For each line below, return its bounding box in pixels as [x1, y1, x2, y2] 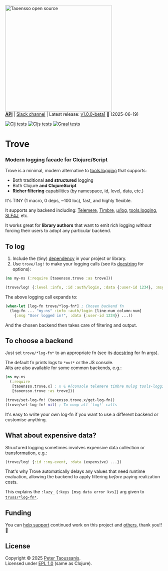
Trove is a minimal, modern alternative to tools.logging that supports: [5, 168, 147, 174]
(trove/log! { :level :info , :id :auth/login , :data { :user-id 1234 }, [5, 285, 153, 290]
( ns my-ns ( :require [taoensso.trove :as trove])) [5, 276, 113, 281]
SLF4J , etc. [5, 213, 29, 219]
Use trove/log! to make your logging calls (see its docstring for [12, 261, 144, 267]
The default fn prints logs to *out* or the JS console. [5, 360, 113, 366]
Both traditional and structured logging [12, 177, 93, 183]
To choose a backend [5, 337, 73, 345]
